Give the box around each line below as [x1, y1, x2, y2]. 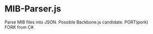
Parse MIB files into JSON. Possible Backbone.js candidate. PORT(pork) [4, 19, 149, 25]
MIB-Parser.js [4, 3, 61, 14]
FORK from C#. [4, 24, 35, 30]
